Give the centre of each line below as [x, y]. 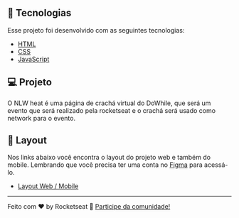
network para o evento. [42, 118]
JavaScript [33, 59]
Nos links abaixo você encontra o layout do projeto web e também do [109, 158]
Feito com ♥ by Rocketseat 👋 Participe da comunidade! [89, 207]
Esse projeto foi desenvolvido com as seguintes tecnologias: [96, 30]
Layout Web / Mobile [48, 186]
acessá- [216, 165]
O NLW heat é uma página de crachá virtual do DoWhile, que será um [109, 103]
